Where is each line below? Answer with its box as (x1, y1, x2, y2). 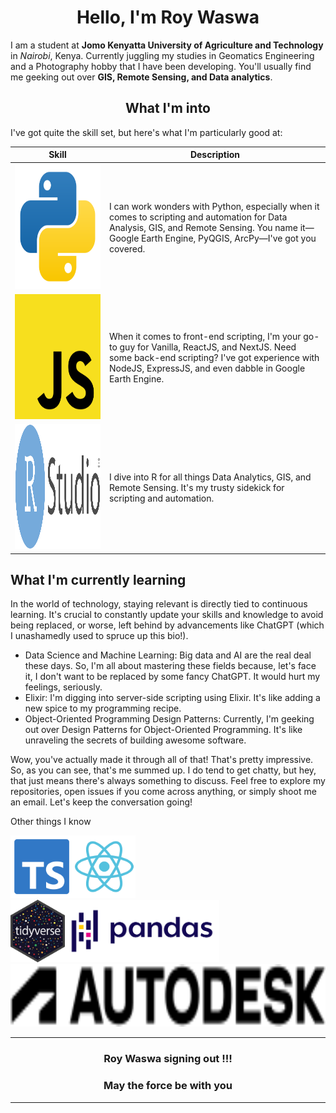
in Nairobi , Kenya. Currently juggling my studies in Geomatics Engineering (10, 49, 315, 61)
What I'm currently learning (10, 571, 187, 588)
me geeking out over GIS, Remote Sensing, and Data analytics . (10, 71, 273, 83)
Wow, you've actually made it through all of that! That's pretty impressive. (10, 754, 314, 766)
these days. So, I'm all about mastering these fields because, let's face (24, 660, 317, 672)
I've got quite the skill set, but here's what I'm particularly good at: (10, 126, 283, 138)
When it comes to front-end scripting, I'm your (108, 330, 302, 342)
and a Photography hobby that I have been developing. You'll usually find (10, 60, 312, 72)
